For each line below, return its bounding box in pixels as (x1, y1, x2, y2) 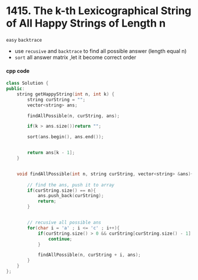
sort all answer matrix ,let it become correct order (14, 54, 137, 61)
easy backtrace (6, 37, 42, 43)
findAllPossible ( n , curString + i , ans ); (37, 252, 141, 258)
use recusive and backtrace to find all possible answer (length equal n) (14, 47, 187, 54)
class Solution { (6, 81, 49, 86)
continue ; (48, 236, 72, 242)
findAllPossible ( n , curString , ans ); (27, 113, 120, 119)
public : (6, 86, 25, 92)
